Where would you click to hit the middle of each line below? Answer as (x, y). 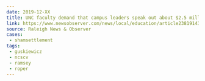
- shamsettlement (31, 40)
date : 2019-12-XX (28, 12)
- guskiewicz (26, 52)
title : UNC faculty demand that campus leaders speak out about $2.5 (97, 18)
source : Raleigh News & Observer (49, 29)
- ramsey (20, 63)
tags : (13, 46)
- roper (19, 69)
